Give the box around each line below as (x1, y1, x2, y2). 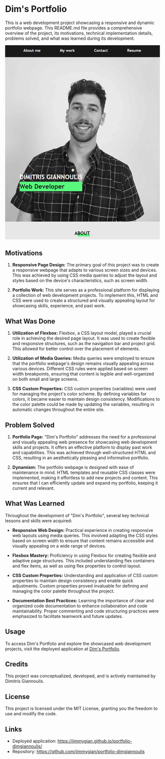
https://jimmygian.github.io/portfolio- (57, 738, 133, 744)
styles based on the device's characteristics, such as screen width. (12, 278, 149, 284)
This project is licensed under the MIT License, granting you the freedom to (5, 705, 158, 711)
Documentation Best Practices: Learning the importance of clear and (12, 597, 154, 603)
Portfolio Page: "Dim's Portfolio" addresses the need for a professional (12, 434, 156, 439)
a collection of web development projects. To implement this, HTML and (12, 292, 158, 298)
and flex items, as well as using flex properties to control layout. (12, 563, 141, 569)
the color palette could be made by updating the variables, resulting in (12, 402, 155, 408)
